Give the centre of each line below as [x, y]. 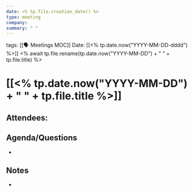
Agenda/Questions [42, 138]
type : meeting [24, 17]
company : [17, 22]
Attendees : [27, 117]
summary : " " [22, 28]
